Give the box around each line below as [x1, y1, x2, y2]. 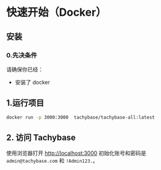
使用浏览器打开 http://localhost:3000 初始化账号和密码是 [6, 150, 147, 157]
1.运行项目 [6, 98, 45, 109]
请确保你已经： [6, 66, 43, 73]
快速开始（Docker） [6, 5, 107, 19]
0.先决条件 [6, 51, 37, 59]
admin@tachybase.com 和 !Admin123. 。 [6, 157, 98, 165]
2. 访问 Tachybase [6, 132, 76, 142]
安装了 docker [14, 78, 50, 86]
